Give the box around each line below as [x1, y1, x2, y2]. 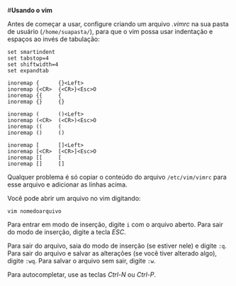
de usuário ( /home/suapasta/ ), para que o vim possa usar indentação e [7, 28, 213, 35]
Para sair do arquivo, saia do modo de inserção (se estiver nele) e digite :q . [7, 241, 227, 250]
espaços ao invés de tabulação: [7, 35, 101, 43]
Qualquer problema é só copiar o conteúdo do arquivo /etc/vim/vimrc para [7, 173, 227, 181]
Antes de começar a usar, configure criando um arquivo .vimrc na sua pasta [7, 20, 229, 28]
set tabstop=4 [7, 55, 50, 62]
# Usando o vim [7, 6, 53, 14]
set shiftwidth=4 [7, 61, 59, 68]
